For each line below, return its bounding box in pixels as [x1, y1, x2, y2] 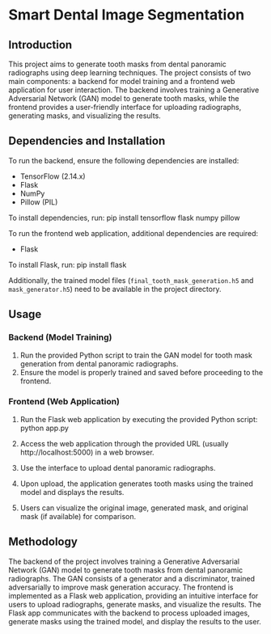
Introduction [8, 38, 73, 52]
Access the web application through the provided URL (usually [19, 438, 229, 448]
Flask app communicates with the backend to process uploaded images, [8, 608, 250, 618]
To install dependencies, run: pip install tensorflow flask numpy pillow [8, 213, 240, 222]
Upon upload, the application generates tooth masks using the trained [19, 479, 253, 488]
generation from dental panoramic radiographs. [19, 358, 179, 369]
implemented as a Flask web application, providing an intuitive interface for [8, 590, 259, 600]
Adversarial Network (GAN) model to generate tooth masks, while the [8, 94, 239, 103]
